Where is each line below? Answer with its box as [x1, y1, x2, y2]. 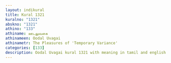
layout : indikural [5, 7, 45, 13]
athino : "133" [5, 26, 36, 31]
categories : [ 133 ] [5, 45, 45, 50]
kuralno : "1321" [5, 17, 40, 22]
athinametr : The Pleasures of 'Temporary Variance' [5, 41, 118, 46]
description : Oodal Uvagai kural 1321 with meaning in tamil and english [5, 50, 166, 55]
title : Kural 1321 [5, 12, 45, 17]
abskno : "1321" [5, 21, 38, 27]
